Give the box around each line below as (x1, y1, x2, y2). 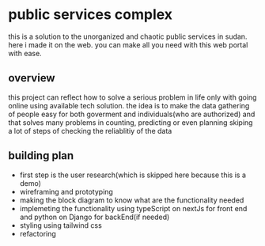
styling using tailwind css (19, 220, 103, 230)
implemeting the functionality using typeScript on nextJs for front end (19, 203, 248, 213)
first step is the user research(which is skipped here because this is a (19, 170, 247, 180)
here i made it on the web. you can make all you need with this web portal (8, 40, 248, 49)
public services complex (8, 6, 172, 24)
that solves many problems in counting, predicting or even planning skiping (8, 117, 253, 127)
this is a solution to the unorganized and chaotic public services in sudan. (8, 32, 248, 41)
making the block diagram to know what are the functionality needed (19, 195, 244, 205)
